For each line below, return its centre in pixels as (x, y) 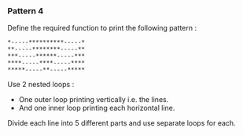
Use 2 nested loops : (41, 85)
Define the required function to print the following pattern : (102, 28)
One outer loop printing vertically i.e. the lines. (94, 100)
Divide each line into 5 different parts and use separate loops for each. (122, 123)
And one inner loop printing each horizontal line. (97, 108)
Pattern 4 (26, 11)
